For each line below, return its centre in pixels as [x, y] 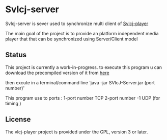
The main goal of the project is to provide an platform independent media [82, 33]
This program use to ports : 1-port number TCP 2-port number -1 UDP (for [83, 98]
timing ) [13, 103]
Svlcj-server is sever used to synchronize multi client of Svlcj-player [77, 24]
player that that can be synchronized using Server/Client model [72, 39]
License [18, 119]
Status [16, 55]
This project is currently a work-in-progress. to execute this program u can [83, 67]
